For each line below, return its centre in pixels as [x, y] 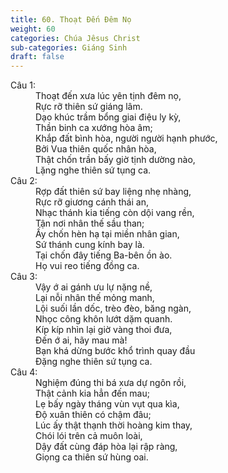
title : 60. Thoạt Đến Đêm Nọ [71, 19]
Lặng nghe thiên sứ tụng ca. [93, 170]
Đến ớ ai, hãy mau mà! [81, 340]
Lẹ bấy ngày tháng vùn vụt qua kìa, [107, 404]
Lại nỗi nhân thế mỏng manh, [95, 298]
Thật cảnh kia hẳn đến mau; [92, 393]
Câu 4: [24, 372]
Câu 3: [24, 277]
